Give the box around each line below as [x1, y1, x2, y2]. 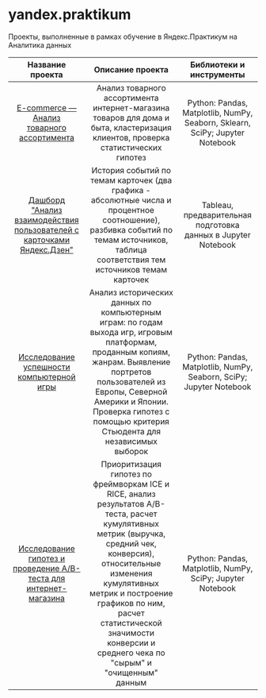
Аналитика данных [8, 40, 72, 49]
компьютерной [17, 371, 76, 382]
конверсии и [106, 637, 156, 648]
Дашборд [28, 195, 66, 206]
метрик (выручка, [97, 528, 166, 539]
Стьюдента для [101, 426, 161, 437]
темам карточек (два [90, 175, 173, 186]
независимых [104, 435, 158, 446]
